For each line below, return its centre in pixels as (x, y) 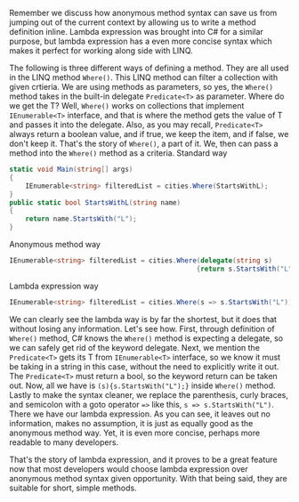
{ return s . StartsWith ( (238, 269)
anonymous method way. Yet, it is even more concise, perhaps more (135, 433)
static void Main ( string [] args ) (71, 169)
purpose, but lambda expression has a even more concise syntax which (141, 41)
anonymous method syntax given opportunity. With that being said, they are (148, 478)
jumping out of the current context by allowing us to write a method (133, 22)
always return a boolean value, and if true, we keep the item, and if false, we (149, 134)
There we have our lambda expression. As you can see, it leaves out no (140, 414)
